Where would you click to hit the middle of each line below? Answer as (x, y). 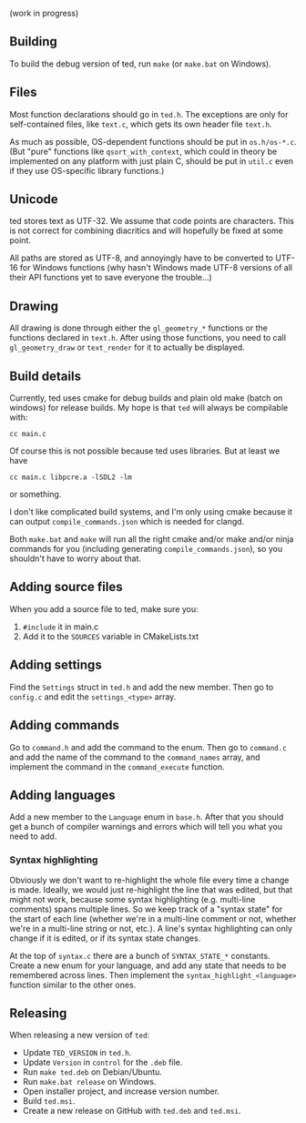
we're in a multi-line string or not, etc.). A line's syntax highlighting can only (151, 928)
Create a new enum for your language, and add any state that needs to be (148, 965)
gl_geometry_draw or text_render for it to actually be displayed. (127, 347)
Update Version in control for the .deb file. (102, 1062)
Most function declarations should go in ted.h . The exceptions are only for (149, 114)
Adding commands (65, 725)
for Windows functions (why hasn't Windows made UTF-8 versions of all (156, 268)
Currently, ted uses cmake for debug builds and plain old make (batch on (146, 398)
